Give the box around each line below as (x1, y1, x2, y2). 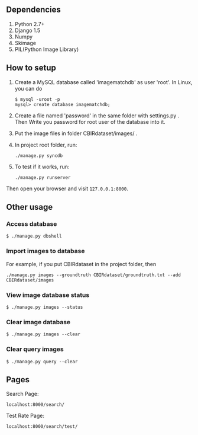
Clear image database (6, 318, 71, 326)
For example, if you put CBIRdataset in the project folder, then (6, 260, 157, 267)
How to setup (6, 63, 56, 73)
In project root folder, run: (14, 141, 77, 148)
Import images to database (6, 247, 85, 255)
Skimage (14, 39, 37, 46)
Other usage (6, 202, 53, 212)
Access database (6, 219, 57, 228)
